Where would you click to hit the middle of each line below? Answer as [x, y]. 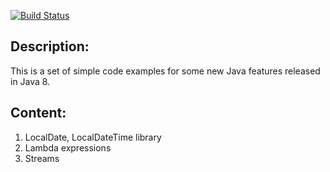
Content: [38, 113]
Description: [50, 46]
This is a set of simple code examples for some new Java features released [165, 71]
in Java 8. [30, 81]
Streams [42, 158]
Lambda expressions [68, 147]
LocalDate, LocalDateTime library [93, 137]
